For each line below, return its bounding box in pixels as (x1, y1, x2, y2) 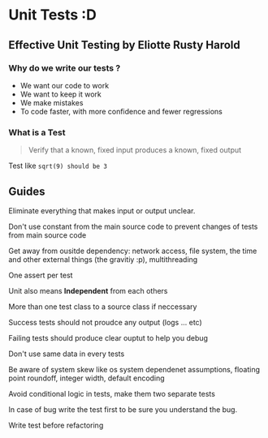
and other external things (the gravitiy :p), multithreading (8, 254, 198, 264)
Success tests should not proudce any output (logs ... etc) (8, 317, 203, 327)
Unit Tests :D (8, 6, 97, 24)
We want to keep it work (19, 89, 102, 99)
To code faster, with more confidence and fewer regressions (19, 106, 223, 116)
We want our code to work (19, 80, 110, 90)
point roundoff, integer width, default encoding (8, 373, 165, 383)
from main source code (8, 230, 87, 240)
